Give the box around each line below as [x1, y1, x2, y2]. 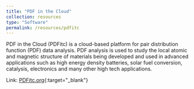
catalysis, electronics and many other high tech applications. [6, 65, 153, 73]
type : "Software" [6, 19, 49, 25]
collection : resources [6, 14, 61, 20]
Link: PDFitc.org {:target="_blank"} [6, 77, 89, 84]
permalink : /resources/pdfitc [6, 24, 80, 31]
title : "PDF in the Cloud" [6, 8, 72, 15]
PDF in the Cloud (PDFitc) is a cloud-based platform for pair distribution [6, 41, 178, 48]
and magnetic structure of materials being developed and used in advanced [6, 53, 189, 60]
